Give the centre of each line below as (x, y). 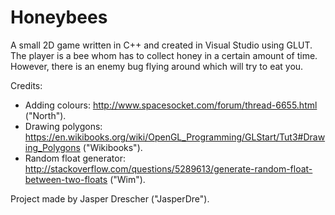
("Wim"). (127, 179)
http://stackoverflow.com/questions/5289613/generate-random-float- (168, 168)
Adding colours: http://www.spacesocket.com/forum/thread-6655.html (171, 105)
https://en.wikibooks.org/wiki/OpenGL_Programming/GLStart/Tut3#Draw (175, 137)
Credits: (26, 85)
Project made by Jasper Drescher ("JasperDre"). (110, 198)
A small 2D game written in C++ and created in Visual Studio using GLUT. (161, 45)
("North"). (45, 115)
